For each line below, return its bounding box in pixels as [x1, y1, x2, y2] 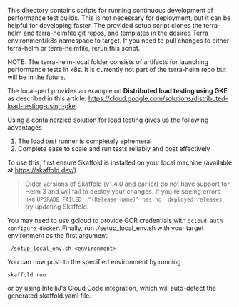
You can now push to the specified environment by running [7, 258, 181, 266]
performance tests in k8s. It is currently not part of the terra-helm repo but [7, 66, 227, 73]
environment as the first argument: [7, 231, 109, 239]
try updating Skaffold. [24, 202, 89, 211]
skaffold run [7, 271, 46, 279]
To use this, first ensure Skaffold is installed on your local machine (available [7, 158, 233, 167]
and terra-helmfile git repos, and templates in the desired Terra [24, 28, 209, 37]
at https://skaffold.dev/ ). [7, 166, 78, 174]
